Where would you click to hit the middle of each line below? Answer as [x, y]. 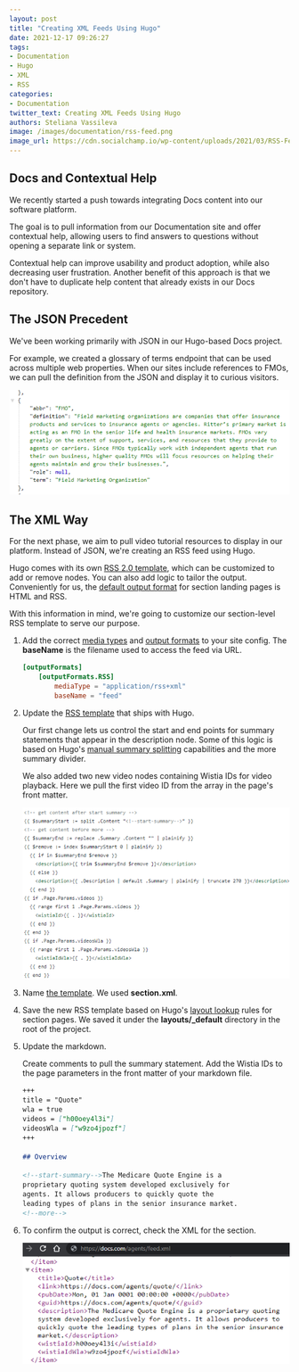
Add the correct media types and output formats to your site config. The [154, 641]
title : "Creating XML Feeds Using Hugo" [85, 28]
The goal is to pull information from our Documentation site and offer [135, 227]
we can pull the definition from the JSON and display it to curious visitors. [144, 377]
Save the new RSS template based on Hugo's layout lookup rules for [147, 1010]
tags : [19, 47]
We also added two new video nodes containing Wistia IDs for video [147, 775]
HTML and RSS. [38, 597]
